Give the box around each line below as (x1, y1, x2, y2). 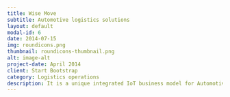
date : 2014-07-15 (7, 36, 57, 42)
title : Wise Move (7, 10, 57, 17)
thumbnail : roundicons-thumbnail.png (7, 48, 115, 55)
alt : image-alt (7, 55, 51, 61)
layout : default (7, 23, 53, 29)
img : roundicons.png (7, 42, 66, 48)
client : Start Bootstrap (7, 67, 78, 74)
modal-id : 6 (7, 29, 41, 36)
